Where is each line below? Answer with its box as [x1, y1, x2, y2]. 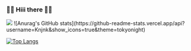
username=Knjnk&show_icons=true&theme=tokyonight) [6, 26, 146, 34]
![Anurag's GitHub [13, 20, 59, 27]
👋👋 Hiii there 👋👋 [6, 5, 53, 14]
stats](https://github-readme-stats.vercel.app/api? [60, 20, 185, 27]
